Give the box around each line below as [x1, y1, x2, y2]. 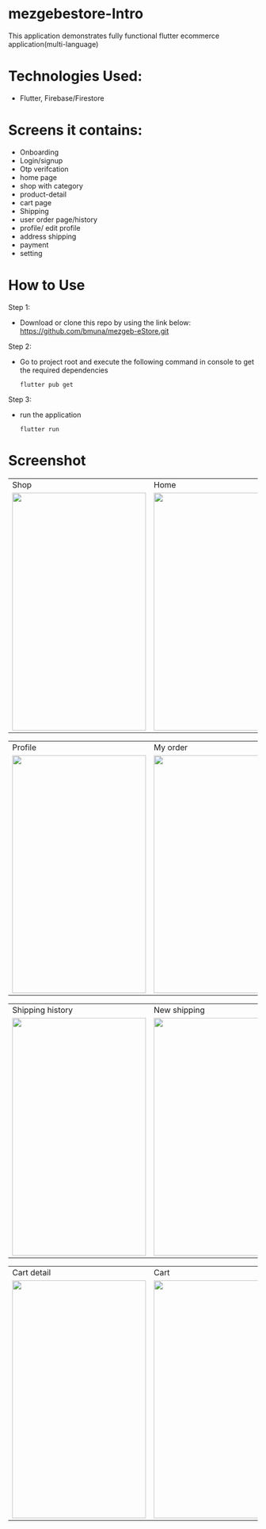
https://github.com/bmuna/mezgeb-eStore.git [19, 326, 169, 335]
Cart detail [12, 1267, 51, 1278]
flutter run [19, 425, 59, 433]
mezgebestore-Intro [8, 5, 144, 23]
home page [19, 172, 58, 182]
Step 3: [8, 394, 32, 404]
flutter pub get [19, 380, 74, 388]
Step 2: [8, 342, 32, 351]
